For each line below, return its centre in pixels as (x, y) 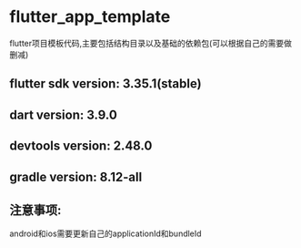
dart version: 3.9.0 (64, 114)
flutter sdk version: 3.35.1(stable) (105, 84)
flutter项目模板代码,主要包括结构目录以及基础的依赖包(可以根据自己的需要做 (151, 43)
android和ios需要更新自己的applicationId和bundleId (105, 233)
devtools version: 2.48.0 (81, 146)
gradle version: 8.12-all (76, 176)
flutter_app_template (90, 17)
